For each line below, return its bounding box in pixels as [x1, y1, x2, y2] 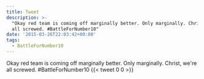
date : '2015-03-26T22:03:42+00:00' [6, 32, 97, 38]
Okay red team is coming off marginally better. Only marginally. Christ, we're [6, 59, 197, 67]
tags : [6, 37, 20, 43]
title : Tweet [6, 9, 39, 15]
